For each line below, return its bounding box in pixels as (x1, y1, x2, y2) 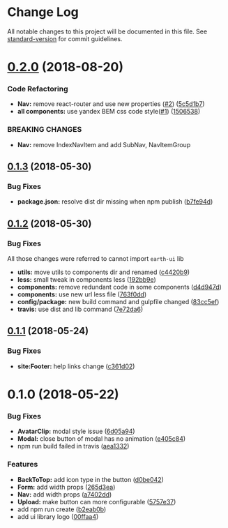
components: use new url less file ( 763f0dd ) (17, 290, 147, 299)
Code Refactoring (7, 84, 68, 94)
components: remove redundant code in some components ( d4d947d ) (17, 283, 222, 292)
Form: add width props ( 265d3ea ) (17, 483, 116, 491)
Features (7, 460, 38, 469)
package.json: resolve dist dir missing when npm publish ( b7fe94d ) (17, 197, 213, 206)
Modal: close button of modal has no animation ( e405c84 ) (17, 435, 186, 443)
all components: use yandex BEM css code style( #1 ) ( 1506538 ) (17, 107, 201, 116)
